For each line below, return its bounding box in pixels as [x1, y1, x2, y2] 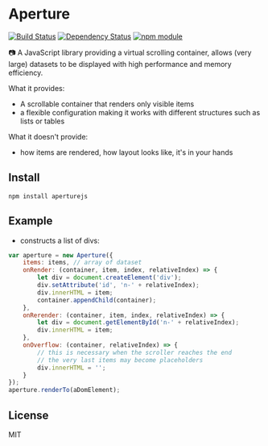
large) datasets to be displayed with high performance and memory [8, 59, 232, 69]
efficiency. [8, 68, 43, 77]
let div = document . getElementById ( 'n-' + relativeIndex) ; [37, 319, 240, 327]
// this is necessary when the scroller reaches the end [37, 348, 232, 356]
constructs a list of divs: [19, 236, 101, 245]
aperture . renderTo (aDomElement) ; [8, 386, 121, 394]
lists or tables [19, 116, 65, 126]
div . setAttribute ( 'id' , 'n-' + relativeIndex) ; [37, 281, 200, 290]
